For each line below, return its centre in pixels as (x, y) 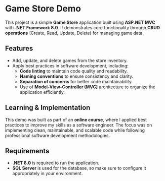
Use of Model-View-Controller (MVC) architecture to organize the (87, 87)
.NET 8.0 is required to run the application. (56, 163)
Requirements (27, 151)
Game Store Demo (43, 9)
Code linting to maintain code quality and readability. (74, 71)
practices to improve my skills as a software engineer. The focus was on (79, 125)
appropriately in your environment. (47, 174)
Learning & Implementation (48, 108)
